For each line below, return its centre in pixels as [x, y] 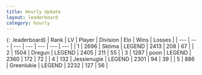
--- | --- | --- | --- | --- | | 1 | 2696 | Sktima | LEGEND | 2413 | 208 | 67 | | [103, 46]
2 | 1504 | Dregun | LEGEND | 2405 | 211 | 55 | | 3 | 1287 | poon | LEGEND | [99, 53]
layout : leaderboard [32, 17]
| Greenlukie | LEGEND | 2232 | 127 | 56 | [57, 65]
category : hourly [28, 23]
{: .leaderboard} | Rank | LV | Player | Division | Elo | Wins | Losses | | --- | [98, 40]
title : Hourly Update [34, 12]
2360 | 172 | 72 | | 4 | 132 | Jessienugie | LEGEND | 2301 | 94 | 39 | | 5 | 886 [101, 59]
